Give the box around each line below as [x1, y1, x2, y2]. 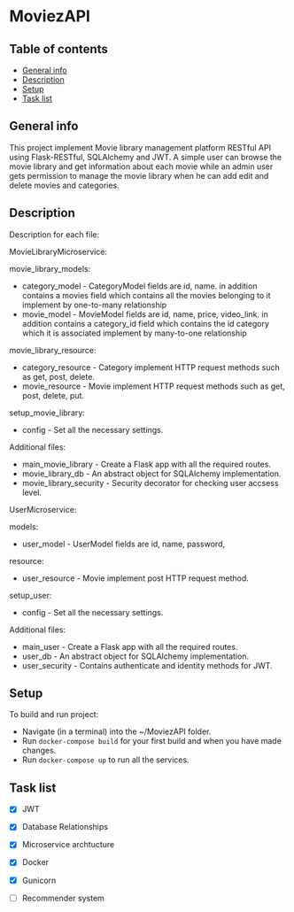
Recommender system [21, 893, 104, 903]
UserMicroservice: [9, 504, 77, 514]
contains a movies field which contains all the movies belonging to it [21, 290, 272, 300]
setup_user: [9, 590, 52, 600]
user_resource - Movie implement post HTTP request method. [21, 573, 250, 584]
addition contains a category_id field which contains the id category [21, 318, 270, 328]
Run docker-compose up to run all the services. [21, 754, 190, 765]
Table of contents [9, 42, 108, 57]
